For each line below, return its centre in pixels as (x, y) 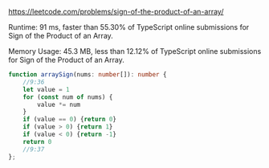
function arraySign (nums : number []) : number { (88, 75)
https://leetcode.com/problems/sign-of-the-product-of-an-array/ (116, 12)
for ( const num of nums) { (68, 97)
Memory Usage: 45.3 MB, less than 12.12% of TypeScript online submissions (135, 51)
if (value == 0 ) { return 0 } (69, 120)
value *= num (59, 104)
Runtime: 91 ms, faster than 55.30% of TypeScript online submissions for (129, 27)
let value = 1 (46, 89)
